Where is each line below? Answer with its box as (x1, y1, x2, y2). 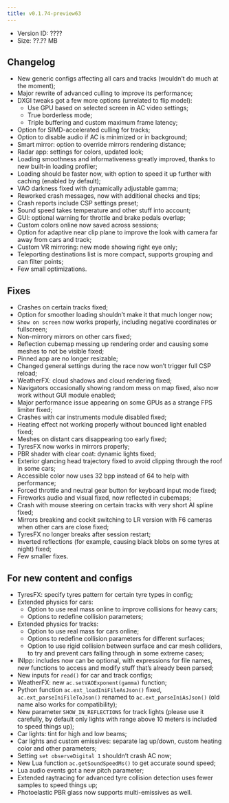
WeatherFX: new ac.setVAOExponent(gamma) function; (17, 678, 167, 687)
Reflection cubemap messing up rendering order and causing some (17, 340, 208, 348)
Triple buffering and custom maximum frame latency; (27, 119, 178, 127)
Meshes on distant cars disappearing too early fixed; (17, 435, 167, 443)
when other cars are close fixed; (17, 523, 109, 531)
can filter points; (17, 258, 64, 266)
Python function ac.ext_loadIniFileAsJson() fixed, (17, 686, 162, 694)
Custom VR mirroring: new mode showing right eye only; (17, 243, 177, 252)
